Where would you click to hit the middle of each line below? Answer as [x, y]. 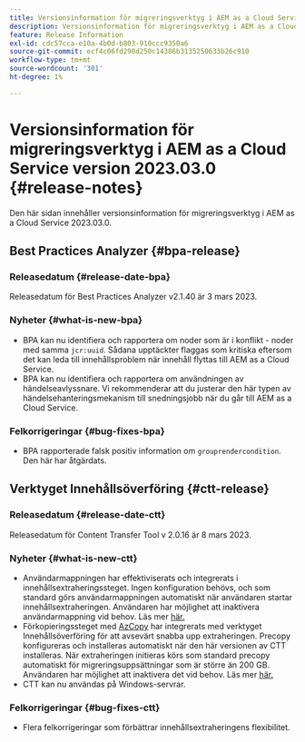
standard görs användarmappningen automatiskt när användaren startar [157, 597]
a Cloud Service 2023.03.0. [60, 223]
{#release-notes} [76, 188]
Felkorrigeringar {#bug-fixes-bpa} [87, 430]
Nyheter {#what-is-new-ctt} [74, 558]
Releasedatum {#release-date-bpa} [90, 277]
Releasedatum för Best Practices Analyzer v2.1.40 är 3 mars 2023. [133, 297]
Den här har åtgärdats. [64, 460]
